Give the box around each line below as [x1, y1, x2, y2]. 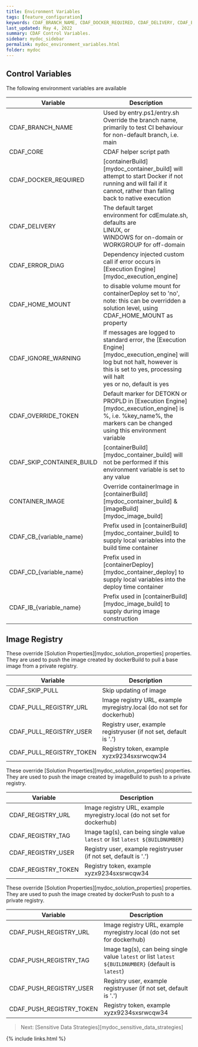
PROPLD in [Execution [103, 396, 165, 405]
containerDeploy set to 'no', [103, 289, 180, 297]
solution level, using [103, 304, 158, 312]
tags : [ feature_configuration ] [6, 14, 83, 20]
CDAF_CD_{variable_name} [9, 567, 84, 576]
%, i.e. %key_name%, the [103, 411, 173, 419]
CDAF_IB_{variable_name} [9, 603, 81, 611]
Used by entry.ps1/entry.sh [103, 109, 180, 117]
